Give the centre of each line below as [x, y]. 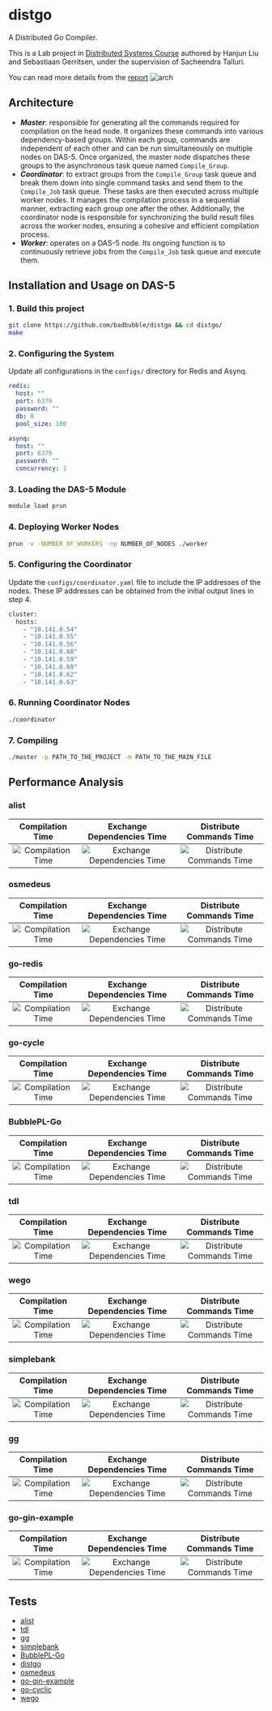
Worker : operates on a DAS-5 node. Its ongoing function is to [123, 243]
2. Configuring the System [62, 354]
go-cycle [26, 1043]
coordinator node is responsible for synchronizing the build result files [137, 217]
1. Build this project [47, 309]
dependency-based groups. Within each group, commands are [125, 139]
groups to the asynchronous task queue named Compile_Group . [125, 165]
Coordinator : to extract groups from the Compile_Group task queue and [138, 174]
